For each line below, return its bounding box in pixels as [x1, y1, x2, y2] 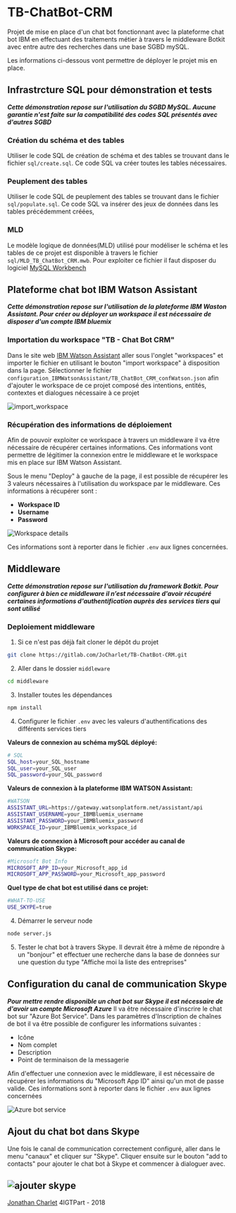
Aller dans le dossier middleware [17, 664, 111, 673]
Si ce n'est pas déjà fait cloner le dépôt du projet [17, 638, 159, 647]
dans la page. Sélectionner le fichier [7, 366, 112, 374]
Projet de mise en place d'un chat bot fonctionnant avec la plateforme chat [7, 27, 224, 36]
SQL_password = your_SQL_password [7, 771, 102, 778]
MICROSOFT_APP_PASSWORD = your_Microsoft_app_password [7, 871, 166, 878]
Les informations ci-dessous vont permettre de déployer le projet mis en [7, 56, 218, 64]
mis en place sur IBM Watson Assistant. [7, 459, 122, 467]
